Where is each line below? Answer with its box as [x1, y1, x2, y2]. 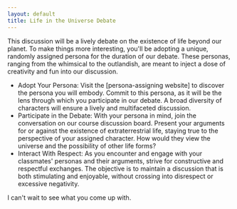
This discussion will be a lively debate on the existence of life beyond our [7, 36, 222, 45]
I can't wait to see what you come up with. [7, 193, 132, 202]
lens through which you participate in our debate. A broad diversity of [17, 96, 222, 104]
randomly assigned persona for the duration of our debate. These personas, [7, 51, 231, 61]
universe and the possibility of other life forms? [17, 141, 157, 150]
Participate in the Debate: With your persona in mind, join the [17, 111, 197, 120]
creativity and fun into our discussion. [7, 67, 119, 76]
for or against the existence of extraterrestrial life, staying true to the [17, 126, 218, 135]
